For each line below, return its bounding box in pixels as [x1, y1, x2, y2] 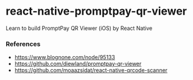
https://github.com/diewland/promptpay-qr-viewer [14, 60, 142, 68]
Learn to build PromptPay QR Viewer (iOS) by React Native [5, 24, 153, 32]
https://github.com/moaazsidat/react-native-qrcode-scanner [14, 67, 168, 74]
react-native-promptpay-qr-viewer [5, 4, 187, 18]
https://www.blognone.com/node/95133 [14, 54, 115, 61]
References [5, 40, 41, 48]
